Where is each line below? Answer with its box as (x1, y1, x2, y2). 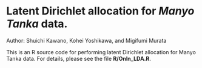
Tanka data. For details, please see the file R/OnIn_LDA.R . (6, 55, 152, 62)
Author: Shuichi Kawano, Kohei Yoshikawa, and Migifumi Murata (6, 37, 167, 44)
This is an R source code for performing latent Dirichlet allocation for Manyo (6, 48, 196, 55)
